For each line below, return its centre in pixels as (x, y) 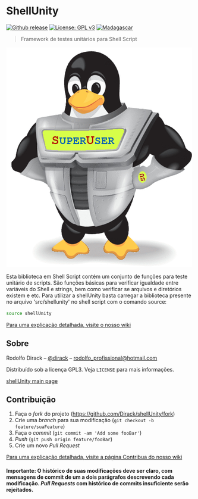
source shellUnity (29, 313)
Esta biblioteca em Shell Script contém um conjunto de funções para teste (97, 276)
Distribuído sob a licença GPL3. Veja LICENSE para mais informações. (90, 369)
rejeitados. (20, 490)
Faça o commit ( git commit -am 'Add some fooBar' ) (78, 433)
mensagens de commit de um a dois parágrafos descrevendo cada (90, 477)
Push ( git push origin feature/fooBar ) (64, 439)
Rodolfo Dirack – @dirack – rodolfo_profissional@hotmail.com (82, 358)
